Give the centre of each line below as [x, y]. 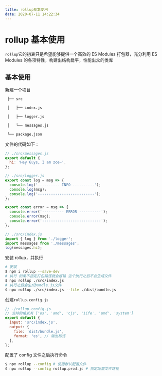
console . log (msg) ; [28, 189]
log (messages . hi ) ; [24, 248]
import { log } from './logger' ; [39, 239]
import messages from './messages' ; [42, 243]
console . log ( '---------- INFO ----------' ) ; [55, 185]
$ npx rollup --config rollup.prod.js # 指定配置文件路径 [62, 369]
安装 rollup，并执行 [24, 258]
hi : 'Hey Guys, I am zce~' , [38, 162]
